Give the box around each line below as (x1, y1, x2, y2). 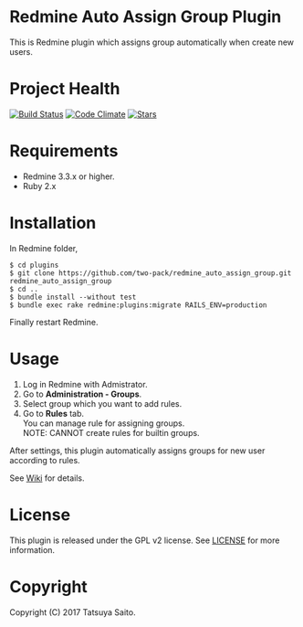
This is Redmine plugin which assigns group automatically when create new (9, 37, 295, 48)
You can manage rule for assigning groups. (22, 418, 185, 429)
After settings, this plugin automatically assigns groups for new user (9, 445, 266, 456)
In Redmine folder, (9, 242, 78, 253)
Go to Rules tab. (22, 408, 85, 419)
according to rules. (9, 454, 80, 465)
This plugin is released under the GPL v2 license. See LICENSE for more (9, 535, 280, 546)
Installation (9, 213, 97, 233)
